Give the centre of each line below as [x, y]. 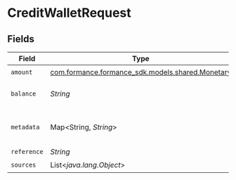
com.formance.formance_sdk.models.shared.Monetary [141, 72]
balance [24, 94]
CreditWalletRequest [69, 13]
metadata [25, 127]
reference [27, 152]
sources [24, 165]
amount [22, 72]
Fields [21, 39]
